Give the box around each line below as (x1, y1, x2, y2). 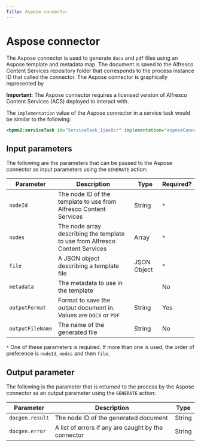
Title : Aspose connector (6, 8, 68, 15)
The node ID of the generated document (54, 414, 169, 422)
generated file (57, 328, 98, 336)
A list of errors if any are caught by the (54, 424, 163, 432)
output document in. (57, 304, 115, 312)
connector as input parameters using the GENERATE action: (6, 166, 148, 173)
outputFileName (9, 325, 53, 332)
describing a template (57, 262, 120, 270)
